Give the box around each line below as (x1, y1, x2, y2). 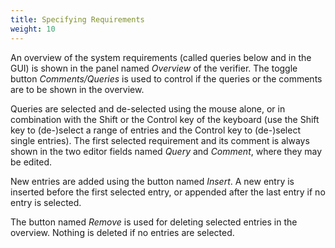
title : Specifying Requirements (10, 14, 145, 25)
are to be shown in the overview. (10, 83, 145, 95)
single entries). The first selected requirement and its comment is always (10, 134, 310, 146)
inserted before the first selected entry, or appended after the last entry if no (10, 186, 326, 198)
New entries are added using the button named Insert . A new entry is (10, 175, 295, 187)
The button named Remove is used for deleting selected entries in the (10, 216, 298, 228)
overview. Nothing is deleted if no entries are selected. (10, 226, 235, 238)
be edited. (10, 156, 53, 168)
